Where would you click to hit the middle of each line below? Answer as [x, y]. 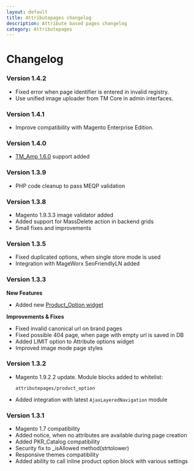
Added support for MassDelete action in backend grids [84, 221]
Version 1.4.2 [27, 78]
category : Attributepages [39, 29]
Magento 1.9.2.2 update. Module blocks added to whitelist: [89, 377]
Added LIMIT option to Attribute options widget [75, 341]
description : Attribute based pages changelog [67, 23]
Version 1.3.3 [26, 280]
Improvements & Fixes [35, 316]
